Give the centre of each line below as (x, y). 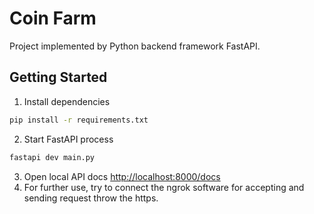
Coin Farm (53, 18)
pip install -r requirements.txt (79, 120)
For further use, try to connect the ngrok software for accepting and (164, 187)
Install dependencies (67, 101)
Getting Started (58, 77)
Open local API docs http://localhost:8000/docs (122, 176)
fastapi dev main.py (52, 157)
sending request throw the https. (91, 198)
